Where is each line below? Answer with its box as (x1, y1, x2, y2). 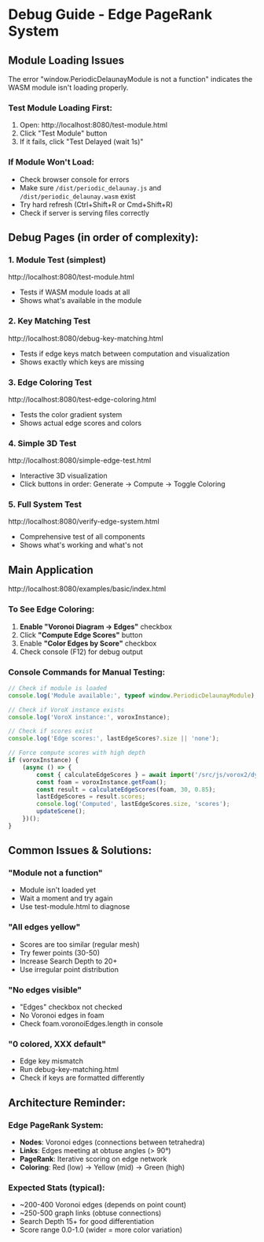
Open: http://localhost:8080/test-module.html (19, 120, 167, 130)
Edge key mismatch (19, 1056, 84, 1066)
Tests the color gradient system (19, 409, 123, 419)
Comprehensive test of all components (19, 532, 145, 542)
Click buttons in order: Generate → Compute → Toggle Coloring (19, 479, 225, 489)
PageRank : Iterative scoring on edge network (19, 1155, 167, 1164)
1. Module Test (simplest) (8, 254, 106, 265)
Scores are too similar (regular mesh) (19, 939, 140, 949)
